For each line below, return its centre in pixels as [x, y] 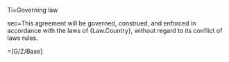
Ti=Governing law [33, 10]
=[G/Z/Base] [25, 51]
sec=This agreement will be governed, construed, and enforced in [102, 23]
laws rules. [23, 38]
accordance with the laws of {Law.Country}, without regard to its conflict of [115, 31]
